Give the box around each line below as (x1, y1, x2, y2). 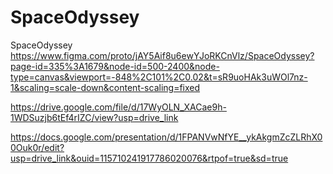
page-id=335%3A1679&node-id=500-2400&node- (10, 60, 220, 72)
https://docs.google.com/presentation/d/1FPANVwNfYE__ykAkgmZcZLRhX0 (10, 131, 323, 143)
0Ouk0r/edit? (10, 141, 65, 153)
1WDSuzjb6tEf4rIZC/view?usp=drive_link (10, 111, 179, 123)
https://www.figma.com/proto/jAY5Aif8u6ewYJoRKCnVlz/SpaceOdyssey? (10, 49, 315, 61)
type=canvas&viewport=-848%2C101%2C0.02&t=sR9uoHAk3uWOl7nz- (10, 71, 308, 83)
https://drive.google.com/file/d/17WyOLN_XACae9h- (10, 101, 227, 113)
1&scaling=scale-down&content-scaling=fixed (10, 81, 201, 93)
